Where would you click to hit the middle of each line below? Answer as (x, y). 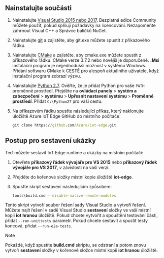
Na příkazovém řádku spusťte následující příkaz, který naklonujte (78, 111)
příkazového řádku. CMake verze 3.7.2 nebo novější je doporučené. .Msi (86, 60)
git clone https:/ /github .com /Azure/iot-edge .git (64, 125)
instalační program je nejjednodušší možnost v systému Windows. (79, 65)
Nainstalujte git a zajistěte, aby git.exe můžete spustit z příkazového (81, 40)
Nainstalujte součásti (38, 8)
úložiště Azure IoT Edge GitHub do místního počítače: (66, 116)
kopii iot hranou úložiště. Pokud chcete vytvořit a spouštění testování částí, (82, 215)
